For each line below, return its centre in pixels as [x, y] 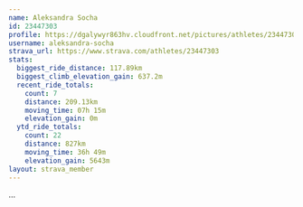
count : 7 [41, 93]
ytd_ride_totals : [49, 127]
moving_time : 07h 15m [65, 110]
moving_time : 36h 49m [65, 152]
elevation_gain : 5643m [67, 160]
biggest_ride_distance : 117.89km [80, 69]
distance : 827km [56, 144]
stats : [21, 60]
